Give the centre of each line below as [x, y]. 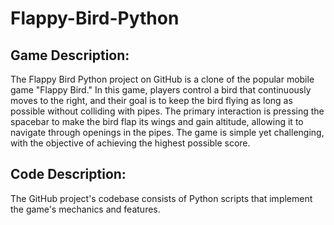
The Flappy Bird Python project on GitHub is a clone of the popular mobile [162, 79]
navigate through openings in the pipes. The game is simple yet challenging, [167, 132]
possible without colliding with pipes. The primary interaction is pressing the [167, 111]
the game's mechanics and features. [85, 209]
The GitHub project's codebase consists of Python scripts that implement [161, 198]
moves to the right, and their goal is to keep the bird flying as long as [151, 100]
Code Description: [68, 174]
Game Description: [70, 55]
